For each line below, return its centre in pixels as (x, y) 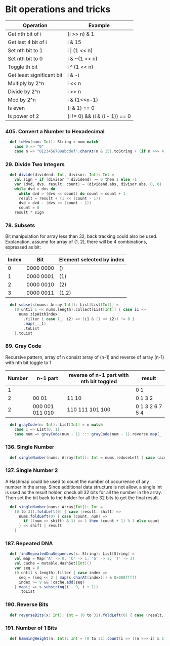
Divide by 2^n (24, 91)
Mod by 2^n (22, 100)
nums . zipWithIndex (38, 314)
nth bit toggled (99, 381)
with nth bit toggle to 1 (28, 362)
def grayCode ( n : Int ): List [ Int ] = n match (56, 425)
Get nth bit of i (25, 34)
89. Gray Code (23, 346)
